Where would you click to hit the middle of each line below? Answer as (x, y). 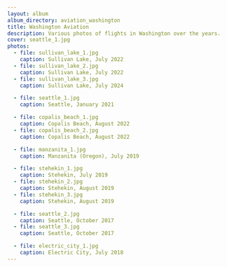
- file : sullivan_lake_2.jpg (56, 66)
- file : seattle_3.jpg (47, 227)
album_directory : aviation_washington (64, 20)
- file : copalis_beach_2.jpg (56, 130)
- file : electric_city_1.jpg (56, 246)
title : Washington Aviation (48, 27)
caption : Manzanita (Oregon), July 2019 (80, 156)
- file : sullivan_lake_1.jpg (56, 53)
